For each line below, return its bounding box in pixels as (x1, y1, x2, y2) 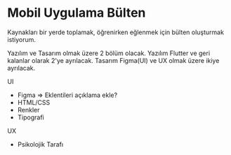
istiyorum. (7, 35, 37, 43)
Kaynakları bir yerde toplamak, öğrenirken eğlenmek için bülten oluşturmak (7, 28, 225, 36)
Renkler (17, 105, 40, 114)
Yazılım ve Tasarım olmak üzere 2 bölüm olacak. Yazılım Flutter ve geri (7, 49, 211, 57)
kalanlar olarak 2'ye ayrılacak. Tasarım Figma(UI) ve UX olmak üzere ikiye (7, 56, 220, 64)
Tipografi (17, 113, 44, 121)
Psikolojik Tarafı (17, 140, 64, 148)
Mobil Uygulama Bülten (7, 5, 146, 21)
